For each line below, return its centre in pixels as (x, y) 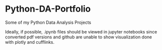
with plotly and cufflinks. (30, 42)
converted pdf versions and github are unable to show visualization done (79, 37)
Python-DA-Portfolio (48, 9)
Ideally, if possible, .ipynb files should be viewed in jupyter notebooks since (81, 32)
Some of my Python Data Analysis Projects (48, 22)
